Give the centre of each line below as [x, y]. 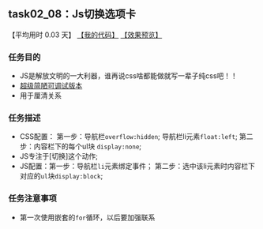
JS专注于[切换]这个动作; [59, 156]
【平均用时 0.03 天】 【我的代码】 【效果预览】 [85, 35]
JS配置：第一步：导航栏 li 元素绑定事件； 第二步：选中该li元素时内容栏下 [137, 166]
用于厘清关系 [40, 96]
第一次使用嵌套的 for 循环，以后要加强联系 [87, 217]
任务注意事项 [33, 198]
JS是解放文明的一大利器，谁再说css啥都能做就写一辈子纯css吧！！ [129, 76]
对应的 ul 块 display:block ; [61, 176]
